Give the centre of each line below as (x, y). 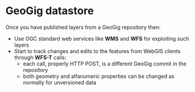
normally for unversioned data (60, 82)
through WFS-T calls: (40, 57)
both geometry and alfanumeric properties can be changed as (99, 76)
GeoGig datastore (50, 11)
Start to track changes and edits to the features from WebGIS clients (97, 51)
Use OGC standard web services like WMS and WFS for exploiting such (102, 38)
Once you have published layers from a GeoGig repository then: (83, 27)
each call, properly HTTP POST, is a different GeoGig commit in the (105, 64)
